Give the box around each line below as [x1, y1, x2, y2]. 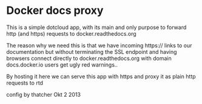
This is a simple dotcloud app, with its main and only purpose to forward [6, 24, 187, 31]
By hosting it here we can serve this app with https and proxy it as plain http [6, 73, 196, 80]
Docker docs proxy [6, 4, 104, 18]
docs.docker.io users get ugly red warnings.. [6, 61, 118, 68]
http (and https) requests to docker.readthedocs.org [6, 30, 136, 37]
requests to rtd [6, 79, 44, 86]
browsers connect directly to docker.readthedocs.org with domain [6, 54, 172, 62]
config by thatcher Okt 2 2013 [6, 91, 81, 98]
